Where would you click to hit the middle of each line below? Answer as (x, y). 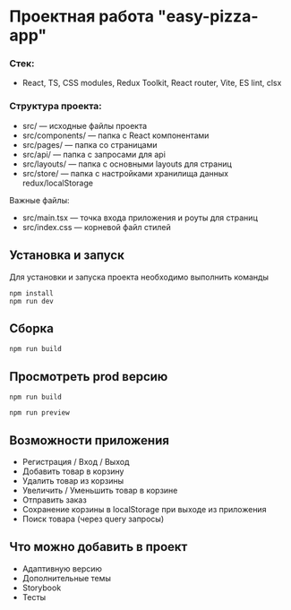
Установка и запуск (67, 256)
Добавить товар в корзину (73, 471)
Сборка (31, 328)
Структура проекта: (56, 107)
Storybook (42, 588)
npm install (31, 293)
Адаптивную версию (62, 568)
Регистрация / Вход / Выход (76, 462)
